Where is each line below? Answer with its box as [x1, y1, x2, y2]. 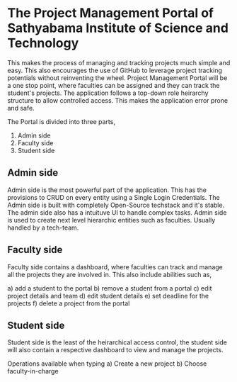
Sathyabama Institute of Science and [7, 20, 229, 36]
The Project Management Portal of [7, 5, 214, 21]
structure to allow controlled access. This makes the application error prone [7, 96, 229, 104]
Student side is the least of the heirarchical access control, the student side [7, 338, 228, 347]
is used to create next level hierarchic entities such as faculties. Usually [7, 215, 216, 224]
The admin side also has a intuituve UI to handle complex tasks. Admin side [7, 208, 227, 217]
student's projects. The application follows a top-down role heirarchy [7, 89, 209, 97]
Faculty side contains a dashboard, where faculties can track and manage [7, 262, 223, 271]
